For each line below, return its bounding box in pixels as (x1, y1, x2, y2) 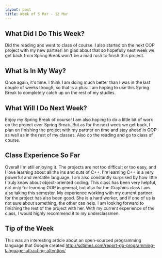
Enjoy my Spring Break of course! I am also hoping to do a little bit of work (5, 117, 153, 122)
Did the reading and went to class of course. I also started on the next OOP (5, 42, 155, 48)
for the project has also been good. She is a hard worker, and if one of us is (5, 195, 156, 201)
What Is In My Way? (5, 66, 66, 75)
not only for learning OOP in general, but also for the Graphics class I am (5, 184, 150, 190)
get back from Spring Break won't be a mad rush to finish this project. (5, 53, 145, 59)
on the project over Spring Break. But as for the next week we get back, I (5, 121, 150, 127)
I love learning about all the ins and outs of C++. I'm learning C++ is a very (5, 169, 154, 175)
